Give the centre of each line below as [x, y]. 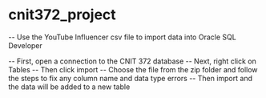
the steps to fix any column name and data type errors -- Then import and [130, 78]
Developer [25, 45]
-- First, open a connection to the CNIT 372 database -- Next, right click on [132, 61]
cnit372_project [62, 15]
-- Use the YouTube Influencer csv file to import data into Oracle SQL [122, 37]
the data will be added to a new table [69, 87]
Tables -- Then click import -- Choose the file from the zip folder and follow [133, 69]
